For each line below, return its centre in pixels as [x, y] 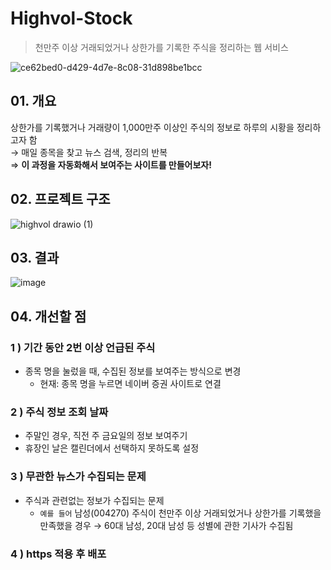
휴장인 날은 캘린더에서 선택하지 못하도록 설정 [112, 448]
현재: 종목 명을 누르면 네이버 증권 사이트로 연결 [130, 384]
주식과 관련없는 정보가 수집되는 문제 [94, 500]
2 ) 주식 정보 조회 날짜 [59, 412]
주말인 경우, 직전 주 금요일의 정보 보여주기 [106, 436]
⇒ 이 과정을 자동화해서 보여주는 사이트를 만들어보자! [111, 164]
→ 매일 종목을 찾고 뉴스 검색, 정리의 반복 [89, 152]
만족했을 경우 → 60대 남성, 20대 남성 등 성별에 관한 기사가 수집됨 [166, 525]
